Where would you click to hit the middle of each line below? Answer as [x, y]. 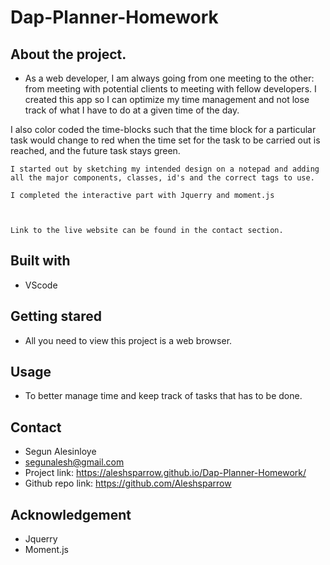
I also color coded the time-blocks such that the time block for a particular [163, 129]
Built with [40, 261]
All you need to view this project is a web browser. [128, 340]
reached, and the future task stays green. [95, 150]
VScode [41, 285]
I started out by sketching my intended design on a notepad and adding [165, 169]
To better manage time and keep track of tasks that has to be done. [163, 396]
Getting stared [56, 316]
